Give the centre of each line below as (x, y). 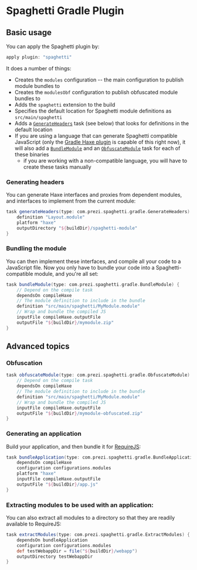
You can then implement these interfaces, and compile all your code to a (94, 261)
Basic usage (29, 33)
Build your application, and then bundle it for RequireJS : (74, 446)
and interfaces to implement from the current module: (71, 201)
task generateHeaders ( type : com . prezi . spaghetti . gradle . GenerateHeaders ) (98, 212)
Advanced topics (38, 347)
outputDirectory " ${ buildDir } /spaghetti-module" (77, 228)
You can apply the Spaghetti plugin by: (53, 46)
